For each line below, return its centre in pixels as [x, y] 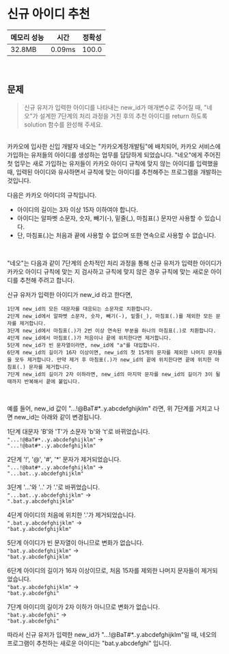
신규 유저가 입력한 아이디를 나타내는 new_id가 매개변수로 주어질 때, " [115, 107]
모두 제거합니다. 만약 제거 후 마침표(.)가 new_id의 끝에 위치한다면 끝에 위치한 [113, 360]
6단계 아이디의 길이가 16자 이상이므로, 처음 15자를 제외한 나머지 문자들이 [104, 570]
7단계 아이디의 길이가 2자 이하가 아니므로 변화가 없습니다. [84, 607]
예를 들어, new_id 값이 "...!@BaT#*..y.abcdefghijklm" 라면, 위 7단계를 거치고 [110, 408]
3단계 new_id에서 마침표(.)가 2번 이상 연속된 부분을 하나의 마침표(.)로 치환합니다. [112, 330]
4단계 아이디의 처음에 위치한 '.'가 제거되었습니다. [71, 514]
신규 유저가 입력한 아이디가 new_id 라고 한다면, [70, 294]
